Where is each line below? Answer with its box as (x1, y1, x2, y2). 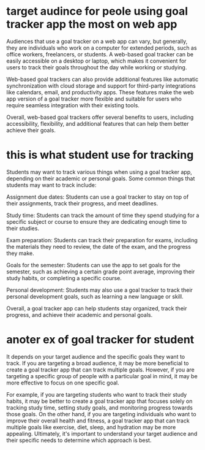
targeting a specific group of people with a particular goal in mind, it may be (6, 372, 198, 379)
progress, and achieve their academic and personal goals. (6, 311, 153, 318)
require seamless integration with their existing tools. (6, 101, 140, 109)
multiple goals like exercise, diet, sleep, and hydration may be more (6, 423, 176, 430)
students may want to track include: (6, 181, 97, 188)
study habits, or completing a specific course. (6, 274, 122, 281)
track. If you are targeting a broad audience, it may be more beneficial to (6, 359, 189, 367)
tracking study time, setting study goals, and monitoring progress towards (6, 403, 193, 411)
